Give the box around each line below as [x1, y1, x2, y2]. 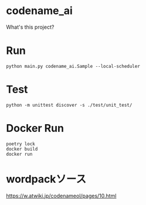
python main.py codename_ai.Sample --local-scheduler [6, 63, 141, 69]
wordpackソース [6, 172, 87, 186]
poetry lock [6, 141, 35, 147]
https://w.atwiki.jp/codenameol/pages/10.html [6, 192, 117, 199]
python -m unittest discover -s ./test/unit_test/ [6, 102, 133, 108]
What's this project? [6, 23, 55, 30]
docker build [6, 146, 38, 152]
